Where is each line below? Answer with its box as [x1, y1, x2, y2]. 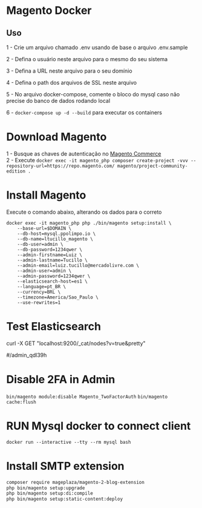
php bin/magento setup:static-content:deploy [6, 496, 123, 503]
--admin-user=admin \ [17, 268, 71, 274]
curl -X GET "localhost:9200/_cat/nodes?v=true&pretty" [6, 340, 146, 347]
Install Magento [6, 188, 86, 202]
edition [6, 168, 26, 174]
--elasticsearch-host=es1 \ [17, 278, 88, 285]
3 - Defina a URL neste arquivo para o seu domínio [6, 67, 132, 74]
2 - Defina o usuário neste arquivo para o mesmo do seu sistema [6, 56, 168, 62]
